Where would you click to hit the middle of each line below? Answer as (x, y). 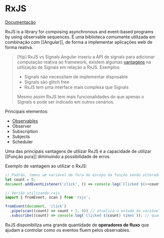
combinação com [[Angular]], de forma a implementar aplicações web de (79, 42)
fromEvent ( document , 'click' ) (36, 207)
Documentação (20, 22)
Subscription (25, 131)
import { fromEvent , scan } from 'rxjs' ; (48, 198)
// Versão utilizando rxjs (32, 193)
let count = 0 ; (20, 180)
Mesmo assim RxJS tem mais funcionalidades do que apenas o (81, 97)
